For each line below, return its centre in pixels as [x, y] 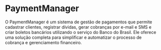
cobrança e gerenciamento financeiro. [43, 42]
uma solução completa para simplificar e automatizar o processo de [73, 37]
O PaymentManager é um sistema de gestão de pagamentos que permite [79, 22]
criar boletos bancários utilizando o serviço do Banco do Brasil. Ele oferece [81, 32]
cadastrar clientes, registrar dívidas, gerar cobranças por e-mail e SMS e [78, 27]
